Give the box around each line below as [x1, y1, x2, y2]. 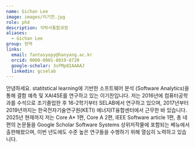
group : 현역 [6, 41, 33, 47]
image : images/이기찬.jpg [6, 14, 65, 20]
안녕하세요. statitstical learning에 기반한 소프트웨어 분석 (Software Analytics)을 [6, 85, 190, 92]
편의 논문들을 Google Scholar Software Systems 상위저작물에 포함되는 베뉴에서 [6, 121, 190, 128]
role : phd [6, 19, 30, 25]
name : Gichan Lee [6, 8, 48, 15]
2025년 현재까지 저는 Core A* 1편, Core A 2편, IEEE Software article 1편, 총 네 [6, 114, 188, 121]
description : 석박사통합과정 [6, 24, 68, 31]
